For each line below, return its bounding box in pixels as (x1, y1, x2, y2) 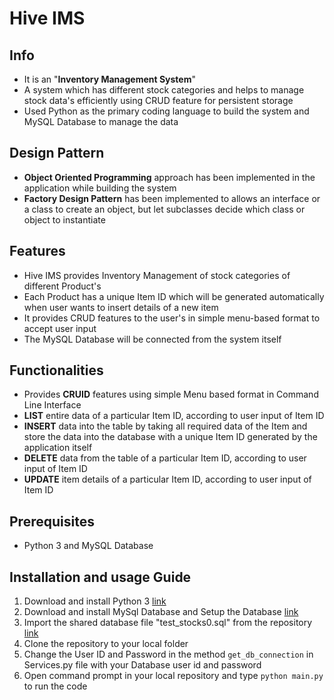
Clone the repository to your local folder (23, 638, 189, 650)
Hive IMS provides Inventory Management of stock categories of (23, 269, 291, 281)
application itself (23, 442, 93, 454)
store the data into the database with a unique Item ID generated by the (23, 431, 318, 443)
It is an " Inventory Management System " (23, 73, 196, 85)
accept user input (23, 322, 97, 334)
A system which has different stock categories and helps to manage (23, 84, 305, 96)
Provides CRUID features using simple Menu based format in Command (23, 388, 319, 401)
